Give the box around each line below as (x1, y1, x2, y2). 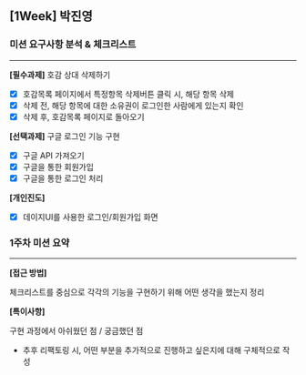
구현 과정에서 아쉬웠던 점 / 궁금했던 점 (9, 326, 144, 337)
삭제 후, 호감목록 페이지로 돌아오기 (22, 111, 145, 122)
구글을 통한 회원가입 (22, 161, 94, 172)
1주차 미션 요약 (9, 237, 70, 249)
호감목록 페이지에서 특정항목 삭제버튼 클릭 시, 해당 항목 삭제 (22, 88, 235, 99)
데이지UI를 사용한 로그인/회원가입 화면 (22, 212, 158, 223)
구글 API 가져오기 (22, 149, 85, 161)
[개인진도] (9, 192, 46, 203)
